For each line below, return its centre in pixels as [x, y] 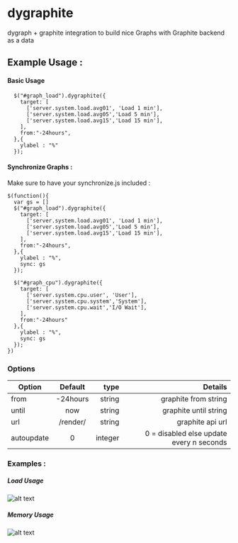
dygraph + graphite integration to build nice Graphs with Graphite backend [116, 33]
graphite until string [195, 410]
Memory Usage [31, 515]
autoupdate [30, 438]
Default [73, 387]
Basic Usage [26, 80]
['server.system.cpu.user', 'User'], [82, 295]
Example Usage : [45, 63]
